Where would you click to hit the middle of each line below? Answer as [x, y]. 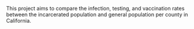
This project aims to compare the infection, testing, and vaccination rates [96, 8]
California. [19, 21]
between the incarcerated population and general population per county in [97, 14]
